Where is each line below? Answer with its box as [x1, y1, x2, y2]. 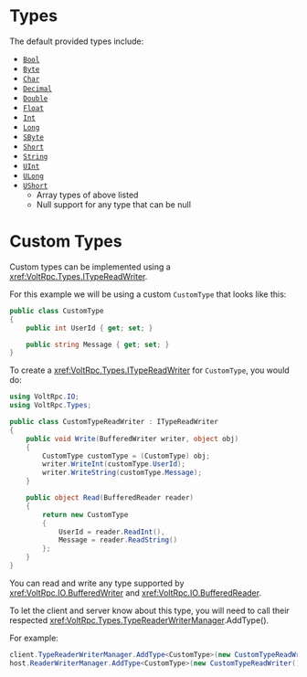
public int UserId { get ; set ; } [26, 323, 153, 333]
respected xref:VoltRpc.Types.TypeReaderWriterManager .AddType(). [9, 614, 270, 626]
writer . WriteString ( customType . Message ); [42, 468, 203, 478]
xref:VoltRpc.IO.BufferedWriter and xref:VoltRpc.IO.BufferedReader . [9, 587, 262, 598]
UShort [22, 181, 48, 190]
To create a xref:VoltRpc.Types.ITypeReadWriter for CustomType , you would [9, 365, 290, 376]
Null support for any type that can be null [36, 198, 192, 210]
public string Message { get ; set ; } [26, 340, 170, 349]
